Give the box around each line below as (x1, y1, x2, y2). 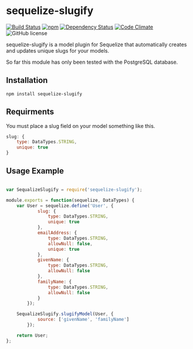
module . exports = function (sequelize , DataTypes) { (6, 197, 135, 203)
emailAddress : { (37, 230, 77, 236)
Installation (6, 75, 48, 85)
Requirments (6, 107, 54, 117)
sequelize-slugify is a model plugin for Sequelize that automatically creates (6, 41, 187, 48)
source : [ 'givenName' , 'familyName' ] (37, 317, 130, 323)
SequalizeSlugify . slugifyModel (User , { (16, 311, 114, 317)
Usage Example (6, 166, 64, 176)
